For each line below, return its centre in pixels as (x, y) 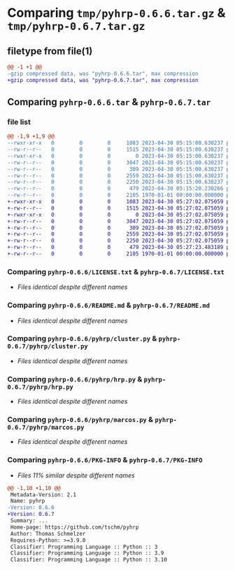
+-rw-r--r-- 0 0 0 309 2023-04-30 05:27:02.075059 (115, 228)
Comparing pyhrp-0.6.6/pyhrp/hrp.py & (75, 379)
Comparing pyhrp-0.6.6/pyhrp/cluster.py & (82, 339)
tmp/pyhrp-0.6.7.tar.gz (76, 26)
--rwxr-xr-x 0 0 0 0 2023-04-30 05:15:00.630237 (115, 156)
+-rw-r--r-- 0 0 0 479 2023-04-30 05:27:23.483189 (115, 247)
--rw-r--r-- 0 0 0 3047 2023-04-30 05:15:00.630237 (115, 163)
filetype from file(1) (50, 51)
